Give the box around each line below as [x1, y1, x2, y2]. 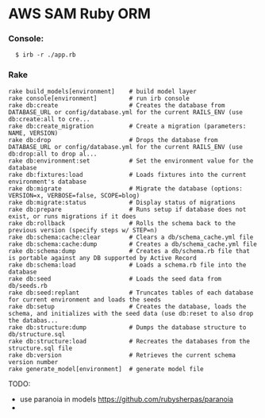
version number [8, 358, 59, 366]
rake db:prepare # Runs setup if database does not [8, 205, 247, 213]
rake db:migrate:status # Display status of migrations [8, 198, 236, 206]
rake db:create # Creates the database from [8, 101, 225, 109]
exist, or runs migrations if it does [8, 212, 136, 221]
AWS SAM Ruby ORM [8, 5, 151, 23]
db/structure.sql [8, 330, 66, 338]
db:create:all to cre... [8, 115, 90, 123]
